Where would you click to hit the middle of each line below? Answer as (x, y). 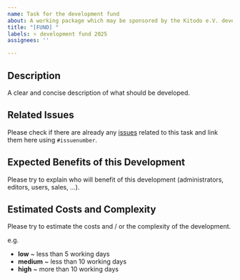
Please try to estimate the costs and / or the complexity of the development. (119, 227)
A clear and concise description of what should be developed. (99, 93)
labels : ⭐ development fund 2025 (57, 34)
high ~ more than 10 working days (68, 269)
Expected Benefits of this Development (96, 162)
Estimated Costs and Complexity (82, 209)
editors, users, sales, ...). (44, 187)
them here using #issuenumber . (52, 140)
